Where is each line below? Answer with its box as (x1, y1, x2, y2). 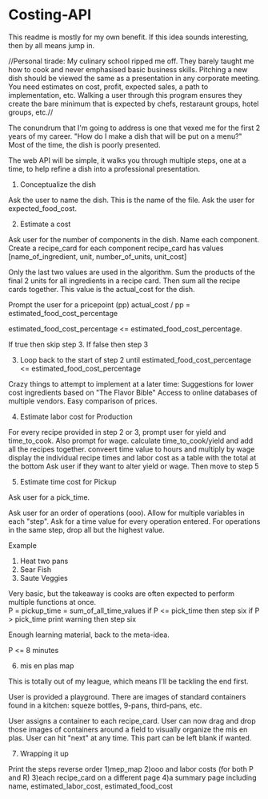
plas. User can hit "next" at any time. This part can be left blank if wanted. (8, 732, 252, 743)
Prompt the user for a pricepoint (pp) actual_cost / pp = (8, 299, 190, 310)
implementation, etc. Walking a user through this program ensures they (8, 90, 242, 99)
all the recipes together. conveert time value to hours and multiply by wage (8, 444, 255, 454)
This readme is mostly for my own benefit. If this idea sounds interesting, (8, 32, 249, 42)
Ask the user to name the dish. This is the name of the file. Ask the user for (8, 195, 255, 205)
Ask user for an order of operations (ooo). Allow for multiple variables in (8, 508, 246, 517)
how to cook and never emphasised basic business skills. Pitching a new (8, 64, 248, 74)
